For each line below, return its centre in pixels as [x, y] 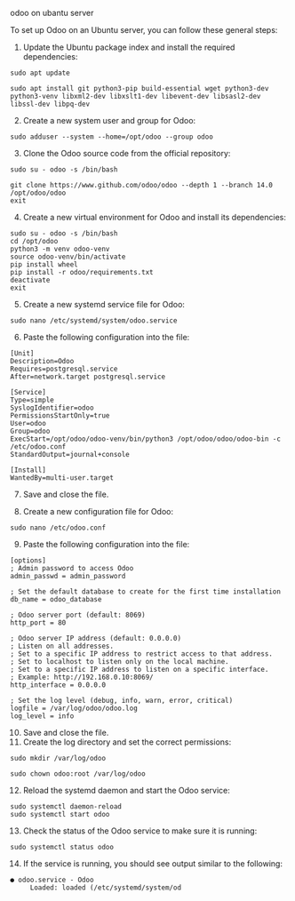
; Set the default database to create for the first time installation [145, 592]
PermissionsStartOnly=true [60, 416]
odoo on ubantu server [52, 13]
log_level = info [42, 716]
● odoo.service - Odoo [52, 880]
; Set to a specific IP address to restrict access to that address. [142, 654]
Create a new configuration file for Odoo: [98, 511]
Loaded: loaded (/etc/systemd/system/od [105, 888]
